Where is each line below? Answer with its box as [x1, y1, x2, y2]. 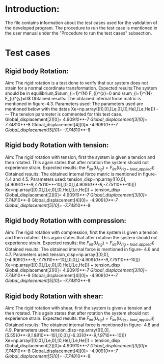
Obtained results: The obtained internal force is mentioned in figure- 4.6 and [5, 247, 160, 252]
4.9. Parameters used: [5, 327, 50, 333]
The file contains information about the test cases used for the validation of [5, 20, 158, 26]
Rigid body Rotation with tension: [5, 141, 109, 149]
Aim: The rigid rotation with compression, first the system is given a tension [5, 229, 158, 235]
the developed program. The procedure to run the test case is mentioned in [5, 25, 158, 30]
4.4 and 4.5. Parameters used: [5, 176, 66, 182]
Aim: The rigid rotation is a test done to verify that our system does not [5, 80, 148, 85]
